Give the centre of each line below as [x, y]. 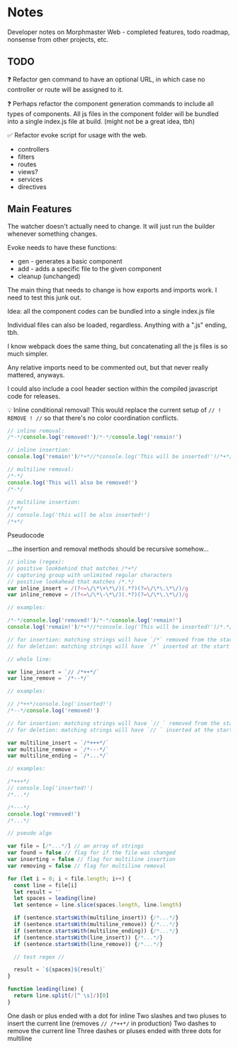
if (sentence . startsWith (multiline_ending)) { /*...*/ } [96, 931]
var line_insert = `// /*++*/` [53, 672]
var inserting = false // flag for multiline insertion [91, 860]
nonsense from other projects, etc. [58, 39]
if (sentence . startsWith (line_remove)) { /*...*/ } [88, 944]
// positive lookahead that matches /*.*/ [71, 581]
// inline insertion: [39, 450]
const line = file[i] [46, 885]
